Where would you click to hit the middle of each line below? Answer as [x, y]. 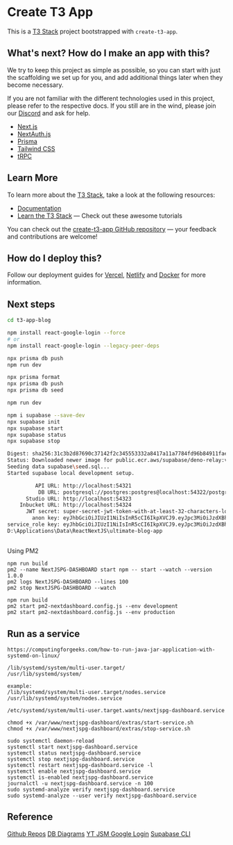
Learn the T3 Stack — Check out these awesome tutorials [100, 216]
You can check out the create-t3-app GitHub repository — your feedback [112, 229]
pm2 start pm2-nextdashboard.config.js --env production [91, 613]
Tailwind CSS [36, 148]
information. [25, 282]
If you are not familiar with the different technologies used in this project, [111, 98]
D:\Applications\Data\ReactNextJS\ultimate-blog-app [85, 531]
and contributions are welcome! [53, 236]
